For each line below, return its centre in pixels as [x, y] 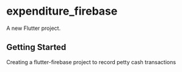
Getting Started [36, 47]
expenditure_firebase [62, 11]
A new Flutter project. [34, 28]
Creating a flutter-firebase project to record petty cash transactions [91, 62]
